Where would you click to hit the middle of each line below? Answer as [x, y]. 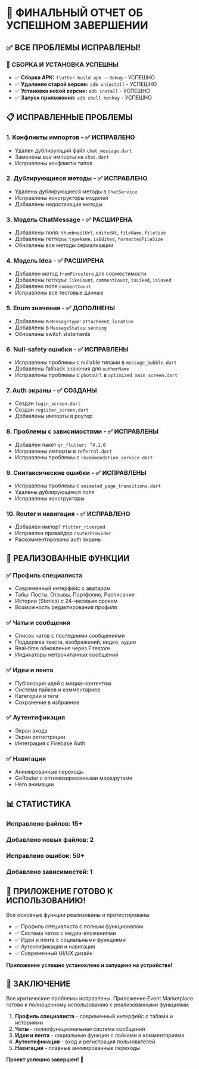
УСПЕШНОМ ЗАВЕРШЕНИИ [77, 25]
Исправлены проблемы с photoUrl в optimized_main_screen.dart [96, 375]
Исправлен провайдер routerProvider [63, 533]
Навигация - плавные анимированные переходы [77, 1048]
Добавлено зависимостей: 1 [49, 872]
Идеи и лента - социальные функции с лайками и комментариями [99, 1035]
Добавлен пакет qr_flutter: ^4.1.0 [60, 444]
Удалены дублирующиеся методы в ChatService [76, 191]
